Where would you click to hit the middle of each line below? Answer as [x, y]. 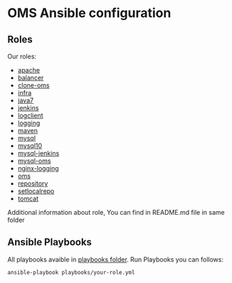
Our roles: [22, 56]
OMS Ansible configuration [89, 13]
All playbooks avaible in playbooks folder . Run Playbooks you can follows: [116, 259]
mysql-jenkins [38, 153]
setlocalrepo [36, 191]
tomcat [28, 198]
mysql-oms [34, 161]
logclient [30, 116]
